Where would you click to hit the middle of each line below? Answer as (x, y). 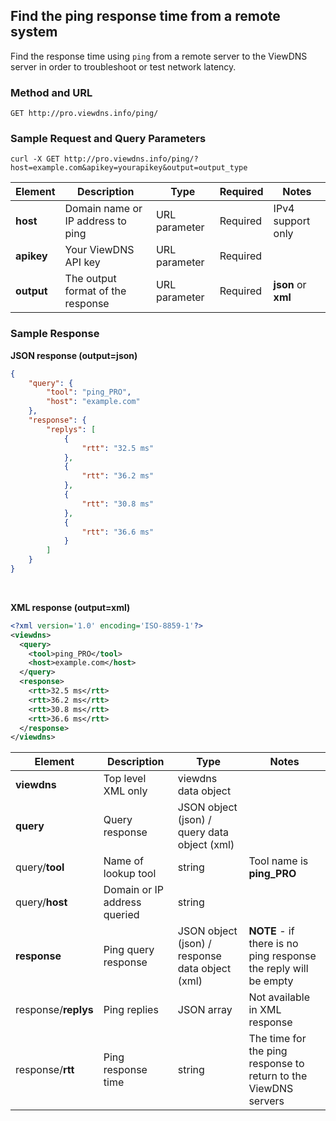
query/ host (41, 902)
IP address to (95, 221)
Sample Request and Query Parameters (108, 139)
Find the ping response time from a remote (145, 16)
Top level (125, 779)
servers (266, 1101)
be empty (271, 981)
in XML (265, 1010)
